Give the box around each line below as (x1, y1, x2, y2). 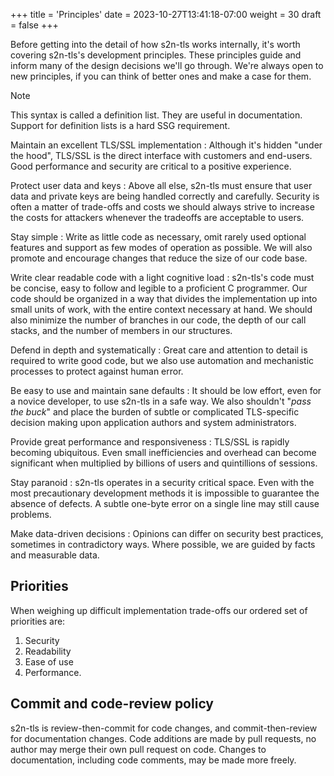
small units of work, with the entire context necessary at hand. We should (10, 304, 313, 315)
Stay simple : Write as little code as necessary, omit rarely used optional (10, 231, 307, 243)
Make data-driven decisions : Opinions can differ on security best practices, (10, 528, 324, 539)
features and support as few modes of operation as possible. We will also (10, 242, 313, 253)
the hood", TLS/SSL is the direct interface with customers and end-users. (10, 150, 313, 161)
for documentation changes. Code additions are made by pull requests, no (10, 732, 317, 744)
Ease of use (24, 655, 74, 668)
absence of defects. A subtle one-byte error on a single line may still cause (10, 498, 320, 509)
